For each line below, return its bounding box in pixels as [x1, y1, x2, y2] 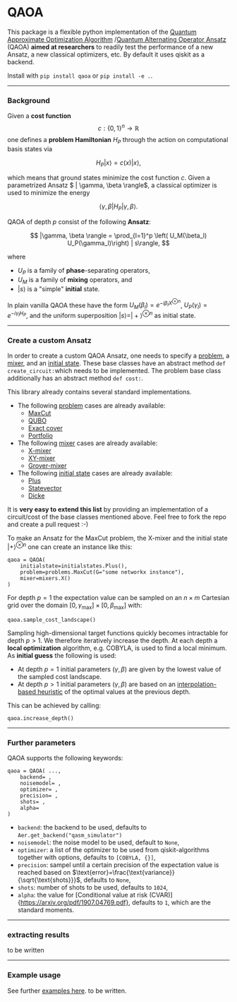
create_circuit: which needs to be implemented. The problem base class [7, 367, 221, 375]
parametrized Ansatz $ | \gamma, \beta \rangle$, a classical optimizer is [7, 181, 217, 189]
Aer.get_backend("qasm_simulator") [17, 832, 123, 839]
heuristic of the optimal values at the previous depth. [37, 687, 191, 696]
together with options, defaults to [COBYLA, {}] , [17, 853, 157, 861]
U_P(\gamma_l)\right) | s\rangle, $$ [66, 239, 171, 247]
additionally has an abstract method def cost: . [7, 374, 143, 382]
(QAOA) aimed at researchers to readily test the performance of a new [7, 42, 214, 51]
